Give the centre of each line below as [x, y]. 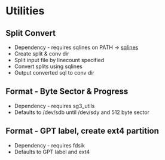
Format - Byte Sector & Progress [67, 92]
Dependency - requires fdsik [49, 145]
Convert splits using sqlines [48, 66]
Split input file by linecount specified [59, 60]
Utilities [25, 11]
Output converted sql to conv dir [54, 73]
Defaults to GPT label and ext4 [52, 152]
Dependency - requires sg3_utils [54, 106]
